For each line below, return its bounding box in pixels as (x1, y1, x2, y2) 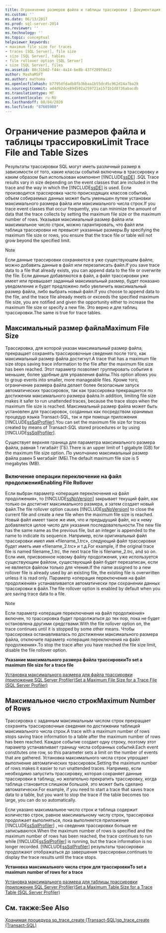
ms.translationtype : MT (5, 91, 55, 96)
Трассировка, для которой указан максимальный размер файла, (5, 345, 143, 351)
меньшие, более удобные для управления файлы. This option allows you (5, 371, 157, 377)
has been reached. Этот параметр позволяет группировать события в (5, 366, 153, 372)
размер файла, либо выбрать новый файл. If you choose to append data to (5, 288, 160, 294)
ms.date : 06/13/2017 (5, 16, 48, 21)
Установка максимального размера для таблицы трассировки (5, 879, 138, 885)
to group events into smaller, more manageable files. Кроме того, (5, 377, 139, 383)
